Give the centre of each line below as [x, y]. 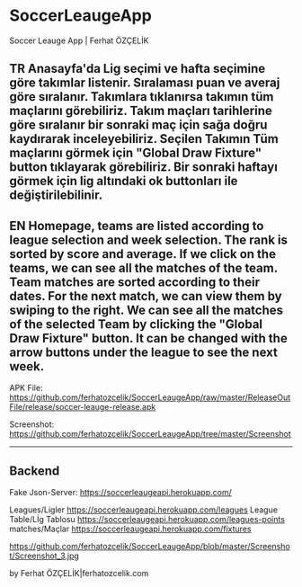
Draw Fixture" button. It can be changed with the [148, 338]
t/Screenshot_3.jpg [44, 556]
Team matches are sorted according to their [135, 282]
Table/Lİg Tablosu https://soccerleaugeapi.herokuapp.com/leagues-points [147, 519]
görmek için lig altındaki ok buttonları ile [124, 181]
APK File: [26, 388]
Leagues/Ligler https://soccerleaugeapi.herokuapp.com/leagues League [144, 510]
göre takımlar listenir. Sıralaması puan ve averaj [145, 83]
